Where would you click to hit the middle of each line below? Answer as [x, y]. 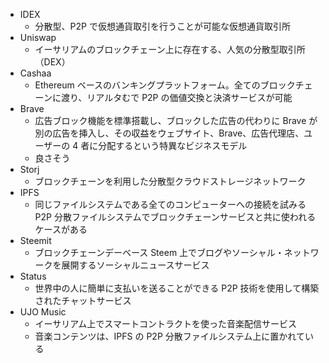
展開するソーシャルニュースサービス [135, 265]
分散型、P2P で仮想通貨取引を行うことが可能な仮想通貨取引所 [162, 26]
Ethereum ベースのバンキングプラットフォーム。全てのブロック [165, 85]
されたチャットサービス [83, 300]
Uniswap [38, 37]
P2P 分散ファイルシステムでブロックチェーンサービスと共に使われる [175, 217]
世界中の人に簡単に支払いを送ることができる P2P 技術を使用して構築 [177, 288]
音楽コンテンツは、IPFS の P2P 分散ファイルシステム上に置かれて [169, 336]
